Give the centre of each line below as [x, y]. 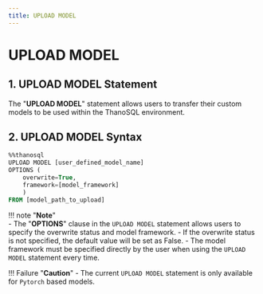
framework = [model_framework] [71, 185]
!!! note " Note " [32, 215]
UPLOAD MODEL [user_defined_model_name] [77, 163]
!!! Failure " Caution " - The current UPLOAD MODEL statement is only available [131, 272]
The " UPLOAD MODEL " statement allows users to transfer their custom [125, 104]
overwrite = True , [50, 178]
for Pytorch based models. [52, 281]
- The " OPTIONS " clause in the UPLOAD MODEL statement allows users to [125, 223]
